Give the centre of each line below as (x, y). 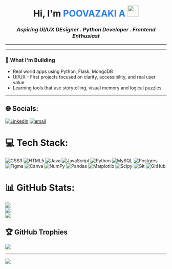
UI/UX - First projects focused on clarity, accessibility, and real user (84, 76)
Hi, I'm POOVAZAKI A (79, 14)
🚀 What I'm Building (30, 60)
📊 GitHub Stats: (40, 188)
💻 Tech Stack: (37, 142)
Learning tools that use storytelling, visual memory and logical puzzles (87, 88)
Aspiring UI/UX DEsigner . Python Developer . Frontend (86, 30)
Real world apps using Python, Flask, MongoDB (63, 71)
